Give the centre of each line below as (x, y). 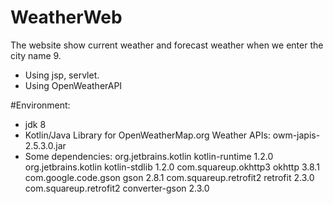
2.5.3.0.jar (45, 145)
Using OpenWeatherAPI (73, 85)
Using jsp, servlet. (62, 75)
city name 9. (36, 55)
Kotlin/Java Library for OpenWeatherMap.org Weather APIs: (147, 135)
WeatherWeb (66, 17)
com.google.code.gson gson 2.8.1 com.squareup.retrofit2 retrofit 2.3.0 (169, 177)
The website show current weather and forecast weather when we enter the (167, 45)
